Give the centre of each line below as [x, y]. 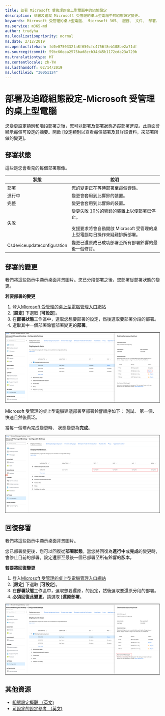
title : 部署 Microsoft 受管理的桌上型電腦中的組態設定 [56, 10]
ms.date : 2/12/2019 [25, 42]
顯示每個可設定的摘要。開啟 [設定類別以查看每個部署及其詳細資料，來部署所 [82, 132]
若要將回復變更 [20, 568]
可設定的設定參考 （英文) [37, 708]
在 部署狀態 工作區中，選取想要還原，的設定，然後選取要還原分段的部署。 [85, 590]
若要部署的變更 [20, 296]
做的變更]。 [17, 138]
